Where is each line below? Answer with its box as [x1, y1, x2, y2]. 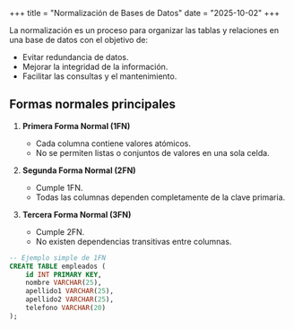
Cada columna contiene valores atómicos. [35, 138, 191, 149]
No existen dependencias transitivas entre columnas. [35, 236, 232, 247]
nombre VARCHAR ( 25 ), [25, 278, 102, 288]
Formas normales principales [9, 97, 177, 112]
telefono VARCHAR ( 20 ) [25, 304, 106, 313]
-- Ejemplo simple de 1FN [9, 253, 106, 263]
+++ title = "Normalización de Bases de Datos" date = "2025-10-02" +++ [9, 8, 281, 18]
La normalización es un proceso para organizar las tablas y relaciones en [9, 25, 280, 35]
